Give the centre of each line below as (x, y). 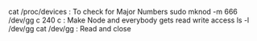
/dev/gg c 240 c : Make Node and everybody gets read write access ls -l (129, 20)
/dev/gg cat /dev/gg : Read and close (70, 29)
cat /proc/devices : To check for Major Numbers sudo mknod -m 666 (123, 12)
